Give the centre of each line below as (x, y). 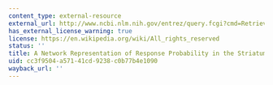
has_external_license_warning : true (70, 31)
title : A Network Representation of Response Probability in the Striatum (138, 53)
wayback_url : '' (36, 69)
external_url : (32, 23)
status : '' (27, 46)
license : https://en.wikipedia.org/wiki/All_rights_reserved (114, 38)
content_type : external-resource (65, 16)
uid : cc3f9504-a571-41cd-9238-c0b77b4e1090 (83, 62)
